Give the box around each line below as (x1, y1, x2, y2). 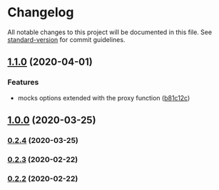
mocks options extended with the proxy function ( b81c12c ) (17, 93, 190, 102)
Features (7, 78, 39, 88)
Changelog (7, 4, 74, 21)
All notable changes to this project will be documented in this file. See (7, 28, 213, 36)
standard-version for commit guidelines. (7, 35, 126, 43)
